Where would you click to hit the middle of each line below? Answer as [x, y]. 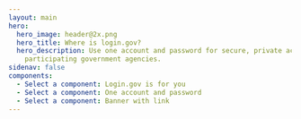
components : [31, 76]
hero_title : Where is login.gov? [79, 42]
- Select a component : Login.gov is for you [101, 84]
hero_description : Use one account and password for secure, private [149, 51]
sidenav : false [37, 68]
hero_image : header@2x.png [67, 34]
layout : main [33, 17]
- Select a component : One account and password [109, 92]
